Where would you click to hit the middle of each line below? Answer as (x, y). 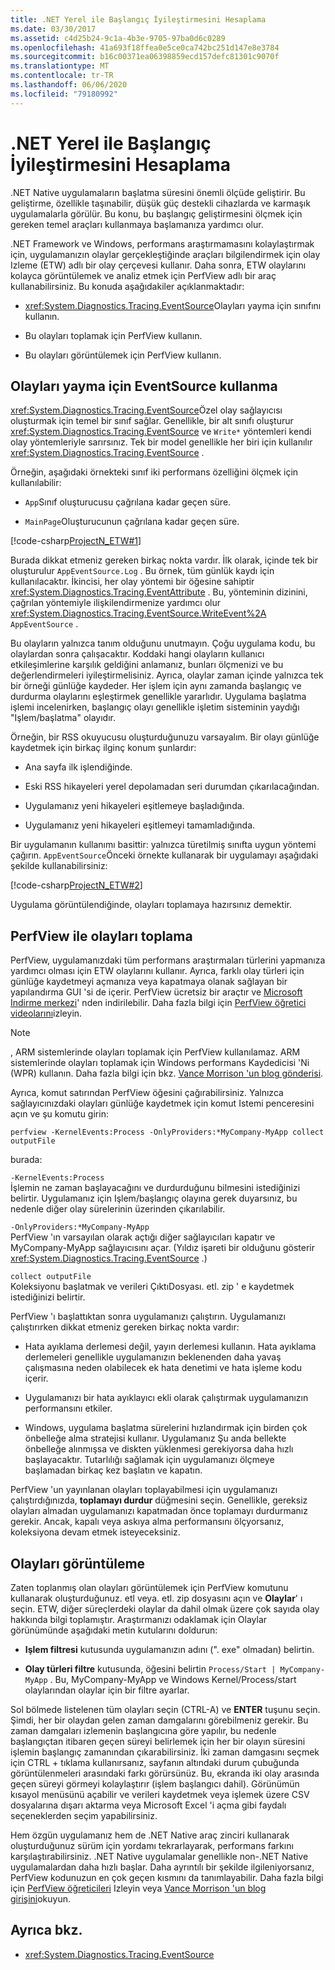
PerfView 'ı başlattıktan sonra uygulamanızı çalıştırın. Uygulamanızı (148, 1317)
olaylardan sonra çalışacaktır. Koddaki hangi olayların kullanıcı (137, 654)
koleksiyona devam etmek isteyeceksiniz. (95, 1532)
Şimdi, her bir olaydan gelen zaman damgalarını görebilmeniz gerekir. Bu (159, 1720)
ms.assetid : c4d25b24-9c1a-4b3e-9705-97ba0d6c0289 (118, 38)
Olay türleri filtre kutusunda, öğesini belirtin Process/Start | (150, 1669)
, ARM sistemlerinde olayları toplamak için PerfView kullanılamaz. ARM (155, 1052)
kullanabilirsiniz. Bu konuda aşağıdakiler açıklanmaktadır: (127, 286)
